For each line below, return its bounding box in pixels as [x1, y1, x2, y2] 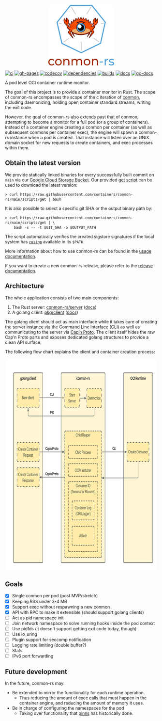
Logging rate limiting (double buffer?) [12, 642, 87, 648]
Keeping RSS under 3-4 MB [12, 598, 67, 604]
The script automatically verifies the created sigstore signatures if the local [5, 233, 154, 240]
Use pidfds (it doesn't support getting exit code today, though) [12, 625, 137, 631]
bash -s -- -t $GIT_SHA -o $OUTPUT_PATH [14, 225, 96, 230]
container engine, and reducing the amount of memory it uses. [19, 700, 144, 705]
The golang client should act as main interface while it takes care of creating [5, 319, 157, 324]
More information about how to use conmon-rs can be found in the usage [5, 248, 151, 254]
